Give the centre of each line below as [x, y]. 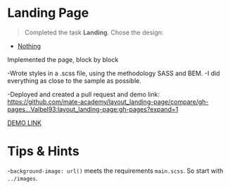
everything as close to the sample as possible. [75, 80]
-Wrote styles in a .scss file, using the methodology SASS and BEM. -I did [114, 73]
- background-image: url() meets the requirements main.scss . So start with [115, 171]
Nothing [29, 46]
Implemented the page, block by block [63, 59]
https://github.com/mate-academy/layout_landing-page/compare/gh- [108, 102]
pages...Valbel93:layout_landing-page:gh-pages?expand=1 [93, 109]
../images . [23, 178]
